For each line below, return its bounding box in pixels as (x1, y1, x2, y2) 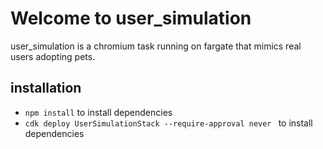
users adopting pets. (10, 50, 96, 62)
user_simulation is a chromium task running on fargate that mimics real (10, 40, 302, 52)
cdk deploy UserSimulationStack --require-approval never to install (24, 117, 313, 129)
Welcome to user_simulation (10, 7, 252, 30)
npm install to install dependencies (24, 106, 173, 118)
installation (10, 80, 82, 97)
